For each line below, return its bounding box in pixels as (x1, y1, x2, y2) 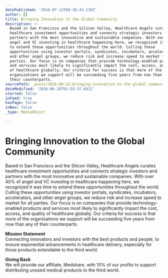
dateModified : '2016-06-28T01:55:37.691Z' (5, 86, 95, 91)
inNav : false (5, 105, 32, 110)
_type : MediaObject (5, 109, 46, 115)
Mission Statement (5, 230, 45, 236)
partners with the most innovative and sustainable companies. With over (5, 173, 154, 179)
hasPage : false (5, 100, 37, 105)
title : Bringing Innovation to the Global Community (5, 16, 117, 21)
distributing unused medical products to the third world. (5, 267, 120, 273)
